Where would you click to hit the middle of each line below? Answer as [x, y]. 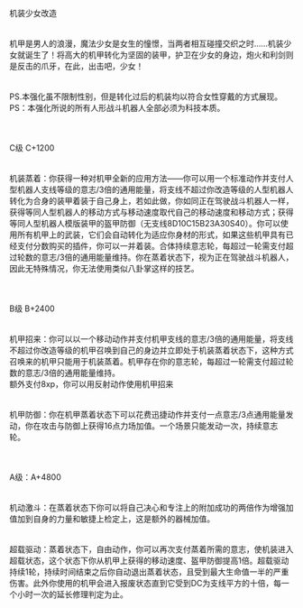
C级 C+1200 [32, 148]
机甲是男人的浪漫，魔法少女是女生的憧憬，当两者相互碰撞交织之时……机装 [147, 43]
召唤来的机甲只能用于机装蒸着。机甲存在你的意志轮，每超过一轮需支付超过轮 [151, 361]
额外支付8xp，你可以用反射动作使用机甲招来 [92, 384]
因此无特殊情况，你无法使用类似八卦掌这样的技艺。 [104, 268]
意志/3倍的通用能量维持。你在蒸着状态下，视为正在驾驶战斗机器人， [167, 257]
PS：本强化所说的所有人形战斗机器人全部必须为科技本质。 [117, 108]
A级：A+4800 [35, 477]
